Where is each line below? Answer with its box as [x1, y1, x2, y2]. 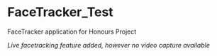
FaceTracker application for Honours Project [7, 27, 137, 36]
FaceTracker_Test [7, 4, 113, 20]
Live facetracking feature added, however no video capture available [7, 41, 211, 49]
